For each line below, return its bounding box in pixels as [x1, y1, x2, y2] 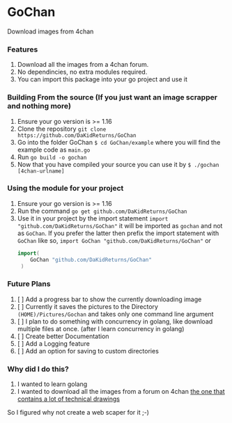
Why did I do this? [7, 364, 70, 374]
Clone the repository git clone [17, 125, 107, 133]
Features [7, 45, 38, 54]
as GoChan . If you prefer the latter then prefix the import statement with [17, 229, 219, 237]
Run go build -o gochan [17, 152, 87, 161]
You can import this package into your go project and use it [17, 75, 188, 83]
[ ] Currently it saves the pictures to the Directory [17, 302, 159, 310]
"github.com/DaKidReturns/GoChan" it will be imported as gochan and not [17, 221, 223, 230]
